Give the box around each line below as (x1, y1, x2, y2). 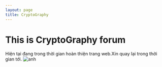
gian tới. (5, 56, 22, 62)
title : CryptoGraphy (5, 12, 49, 17)
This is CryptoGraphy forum (5, 34, 126, 46)
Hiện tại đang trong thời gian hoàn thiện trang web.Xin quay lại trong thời (5, 51, 157, 57)
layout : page (5, 7, 33, 13)
